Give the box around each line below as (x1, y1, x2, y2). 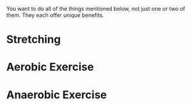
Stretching (6, 33, 61, 46)
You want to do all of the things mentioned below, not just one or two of (6, 5, 186, 12)
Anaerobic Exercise (6, 87, 108, 101)
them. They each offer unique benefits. (6, 11, 105, 19)
